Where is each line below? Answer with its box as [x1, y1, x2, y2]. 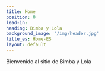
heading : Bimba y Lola [6, 25, 62, 31]
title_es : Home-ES [6, 36, 52, 42]
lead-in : [6, 20, 28, 25]
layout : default [6, 42, 46, 48]
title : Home [6, 8, 36, 15]
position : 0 [6, 14, 36, 20]
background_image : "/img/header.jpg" [6, 31, 100, 37]
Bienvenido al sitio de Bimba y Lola [6, 57, 91, 65]
